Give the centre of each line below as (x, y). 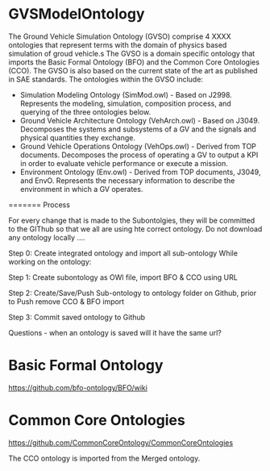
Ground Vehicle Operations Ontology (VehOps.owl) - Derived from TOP (138, 146)
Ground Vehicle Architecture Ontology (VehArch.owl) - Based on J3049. (140, 120)
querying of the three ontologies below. (85, 112)
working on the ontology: (50, 261)
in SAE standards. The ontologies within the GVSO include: (106, 79)
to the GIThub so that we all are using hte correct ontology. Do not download (135, 229)
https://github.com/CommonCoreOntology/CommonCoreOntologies (121, 442)
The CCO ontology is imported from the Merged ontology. (104, 458)
